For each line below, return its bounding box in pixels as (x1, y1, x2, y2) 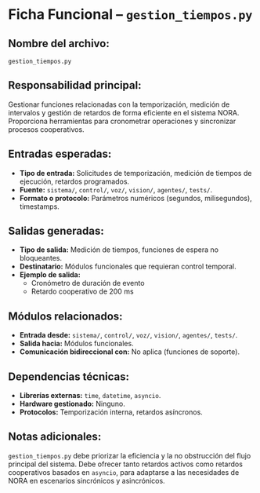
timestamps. (19, 202, 60, 211)
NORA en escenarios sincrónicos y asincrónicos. (8, 476, 166, 485)
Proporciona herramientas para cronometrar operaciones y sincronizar (8, 116, 237, 126)
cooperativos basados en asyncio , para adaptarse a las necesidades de (8, 467, 240, 477)
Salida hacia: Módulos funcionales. (19, 339, 135, 349)
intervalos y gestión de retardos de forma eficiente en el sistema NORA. (8, 108, 240, 117)
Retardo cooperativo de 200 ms (31, 287, 135, 296)
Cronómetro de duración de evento (31, 279, 145, 288)
